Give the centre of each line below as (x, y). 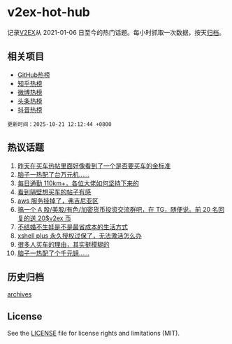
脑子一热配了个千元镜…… (53, 253)
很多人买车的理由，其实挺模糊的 (63, 244)
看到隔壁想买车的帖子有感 (54, 192)
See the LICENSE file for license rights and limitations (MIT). (94, 334)
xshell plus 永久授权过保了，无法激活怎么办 (79, 236)
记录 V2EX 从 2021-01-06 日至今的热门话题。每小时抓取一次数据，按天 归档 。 (116, 32)
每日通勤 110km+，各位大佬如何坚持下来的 (78, 183)
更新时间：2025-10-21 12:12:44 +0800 (59, 124)
